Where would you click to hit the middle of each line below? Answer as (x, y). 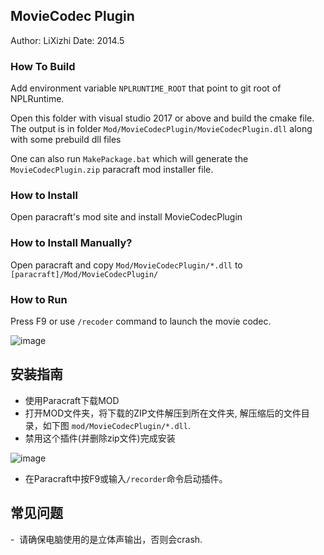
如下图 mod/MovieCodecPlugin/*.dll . (116, 425)
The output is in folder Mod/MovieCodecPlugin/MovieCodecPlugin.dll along (161, 129)
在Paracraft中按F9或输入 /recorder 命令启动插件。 (126, 478)
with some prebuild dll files (66, 140)
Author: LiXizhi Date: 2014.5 (67, 40)
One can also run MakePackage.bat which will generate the (129, 159)
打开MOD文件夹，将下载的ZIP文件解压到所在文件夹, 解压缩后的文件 (163, 413)
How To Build (43, 66)
